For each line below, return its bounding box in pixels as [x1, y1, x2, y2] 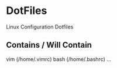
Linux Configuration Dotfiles [6, 23, 74, 30]
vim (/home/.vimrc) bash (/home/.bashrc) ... [6, 55, 111, 62]
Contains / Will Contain [6, 40, 92, 50]
